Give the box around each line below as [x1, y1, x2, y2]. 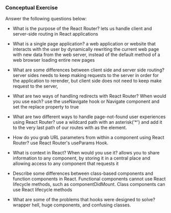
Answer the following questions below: [5, 16, 87, 22]
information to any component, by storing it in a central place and [12, 155, 151, 162]
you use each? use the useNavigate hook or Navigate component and [12, 98, 160, 104]
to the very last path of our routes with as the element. [12, 124, 127, 131]
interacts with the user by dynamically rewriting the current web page [12, 46, 159, 52]
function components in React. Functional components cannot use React [12, 176, 166, 182]
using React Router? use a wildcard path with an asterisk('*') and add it [12, 119, 162, 125]
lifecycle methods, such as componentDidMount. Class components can [12, 181, 165, 188]
